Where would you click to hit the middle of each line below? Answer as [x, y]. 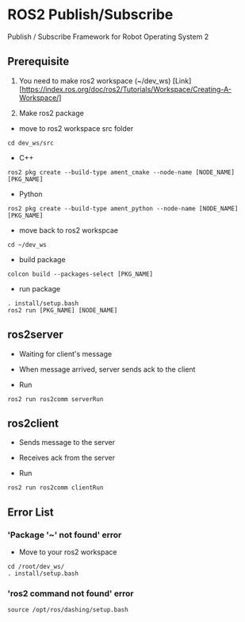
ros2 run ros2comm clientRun [56, 488]
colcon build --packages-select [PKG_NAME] [80, 274]
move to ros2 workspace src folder [76, 128]
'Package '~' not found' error [65, 535]
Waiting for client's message [65, 353]
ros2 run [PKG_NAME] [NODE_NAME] [63, 310]
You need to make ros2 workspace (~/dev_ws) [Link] [105, 80]
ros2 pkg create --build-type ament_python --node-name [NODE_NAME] [123, 208]
